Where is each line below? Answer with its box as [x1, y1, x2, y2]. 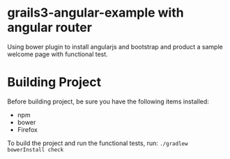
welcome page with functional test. [7, 50, 108, 58]
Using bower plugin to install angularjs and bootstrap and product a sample [7, 42, 223, 51]
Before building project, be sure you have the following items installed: [7, 97, 209, 106]
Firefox [17, 125, 38, 133]
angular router [7, 19, 93, 35]
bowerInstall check [7, 146, 64, 153]
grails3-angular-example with [7, 5, 184, 21]
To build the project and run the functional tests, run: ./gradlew [7, 139, 188, 147]
